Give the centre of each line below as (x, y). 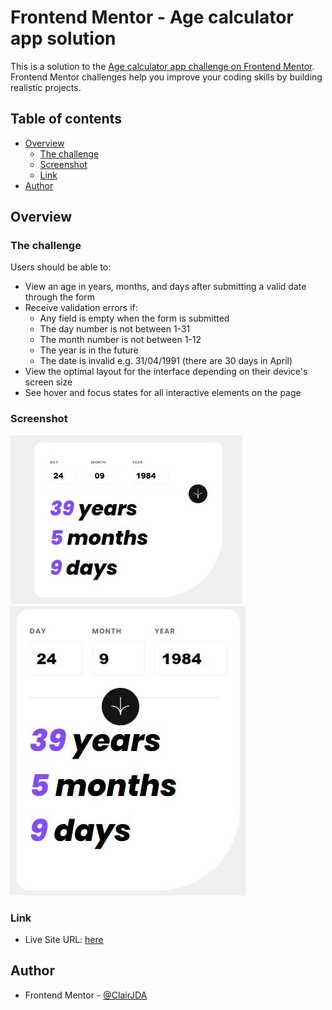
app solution (63, 38)
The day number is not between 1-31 (115, 329)
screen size (48, 382)
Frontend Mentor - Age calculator (152, 17)
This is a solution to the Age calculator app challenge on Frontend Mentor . (162, 66)
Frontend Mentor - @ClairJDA (86, 995)
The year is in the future (89, 350)
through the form (60, 297)
